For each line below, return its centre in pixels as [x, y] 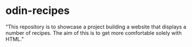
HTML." [15, 39]
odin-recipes [38, 11]
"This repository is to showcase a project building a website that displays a [96, 27]
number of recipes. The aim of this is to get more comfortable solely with [94, 32]
